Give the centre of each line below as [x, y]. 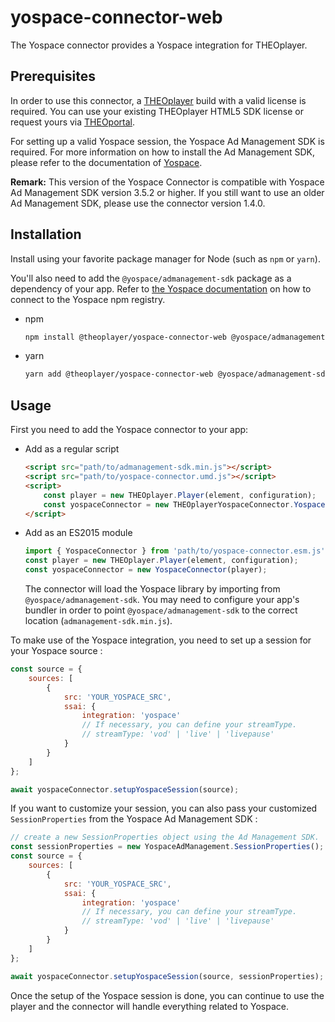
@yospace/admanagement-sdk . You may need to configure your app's [162, 599]
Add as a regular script [72, 449]
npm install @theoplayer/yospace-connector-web [125, 337]
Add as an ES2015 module [78, 533]
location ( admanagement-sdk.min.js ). [98, 620]
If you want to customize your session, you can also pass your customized [164, 808]
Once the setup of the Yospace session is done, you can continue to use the [167, 995]
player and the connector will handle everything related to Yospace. [149, 1006]
